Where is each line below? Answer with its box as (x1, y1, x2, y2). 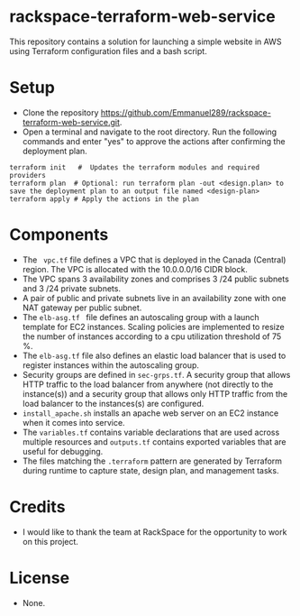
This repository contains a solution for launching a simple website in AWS (9, 36, 282, 47)
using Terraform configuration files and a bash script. (9, 45, 207, 56)
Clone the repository (22, 106, 99, 118)
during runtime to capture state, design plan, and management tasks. (22, 464, 279, 475)
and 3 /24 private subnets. (22, 282, 122, 294)
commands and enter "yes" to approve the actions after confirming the (22, 135, 286, 146)
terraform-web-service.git (22, 116, 120, 127)
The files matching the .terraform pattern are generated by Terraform (22, 455, 282, 466)
